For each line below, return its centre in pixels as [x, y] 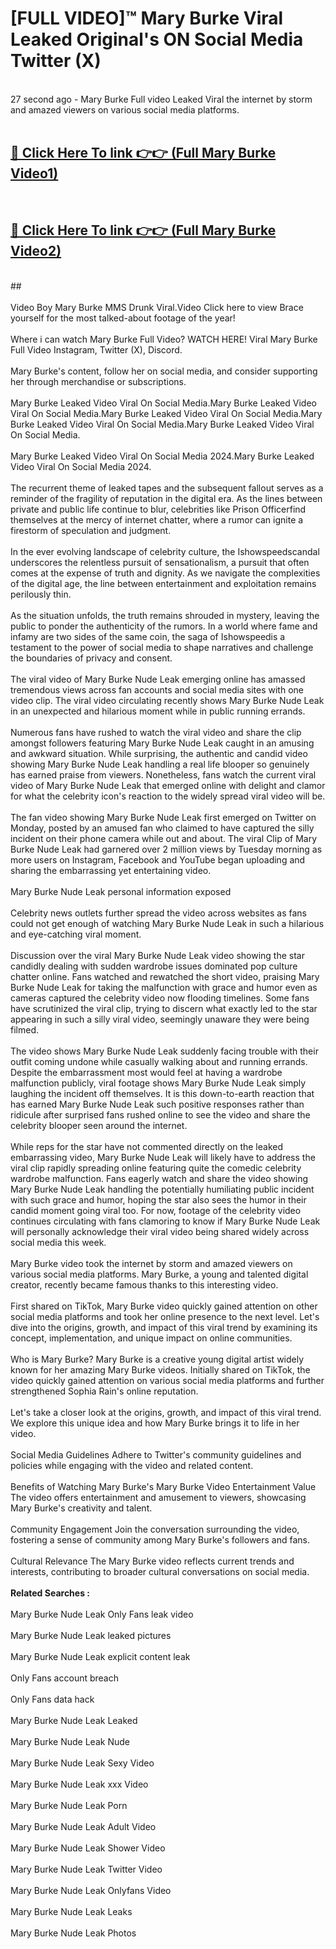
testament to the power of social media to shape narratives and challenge [162, 647]
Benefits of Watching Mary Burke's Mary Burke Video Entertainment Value [163, 1486]
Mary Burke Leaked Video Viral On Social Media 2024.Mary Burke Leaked [162, 456]
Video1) [34, 173]
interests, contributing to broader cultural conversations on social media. [160, 1571]
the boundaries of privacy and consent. [91, 658]
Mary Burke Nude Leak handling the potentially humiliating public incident [162, 1189]
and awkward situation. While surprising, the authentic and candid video [159, 753]
